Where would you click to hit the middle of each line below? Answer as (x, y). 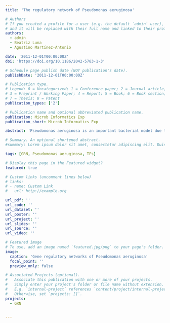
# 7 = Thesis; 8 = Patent (32, 98)
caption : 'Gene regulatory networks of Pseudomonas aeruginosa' (79, 257)
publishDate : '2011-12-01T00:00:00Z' (45, 75)
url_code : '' (19, 205)
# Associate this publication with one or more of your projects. (79, 280)
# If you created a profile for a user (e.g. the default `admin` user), (85, 24)
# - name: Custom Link (29, 186)
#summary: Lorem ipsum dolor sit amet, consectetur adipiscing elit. (80, 145)
